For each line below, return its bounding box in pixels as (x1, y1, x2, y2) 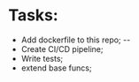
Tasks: (8, 5, 58, 26)
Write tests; (20, 53, 64, 63)
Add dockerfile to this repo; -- (20, 34, 131, 45)
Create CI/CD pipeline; (20, 43, 104, 54)
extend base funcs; (20, 63, 92, 73)
